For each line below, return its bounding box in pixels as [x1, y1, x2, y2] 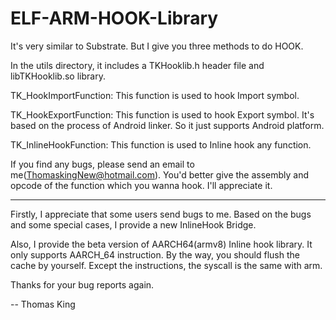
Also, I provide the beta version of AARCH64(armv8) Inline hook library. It [10, 238, 313, 250]
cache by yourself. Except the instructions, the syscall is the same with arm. [10, 259, 323, 271]
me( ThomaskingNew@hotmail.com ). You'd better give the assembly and [10, 168, 310, 181]
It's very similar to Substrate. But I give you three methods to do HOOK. [10, 40, 304, 52]
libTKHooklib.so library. [10, 70, 106, 82]
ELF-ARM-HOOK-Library [10, 7, 219, 30]
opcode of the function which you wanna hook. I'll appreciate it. [10, 179, 273, 191]
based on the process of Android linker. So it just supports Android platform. [10, 119, 325, 131]
